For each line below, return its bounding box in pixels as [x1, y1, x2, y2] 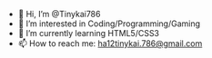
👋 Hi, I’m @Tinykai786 [17, 9, 101, 19]
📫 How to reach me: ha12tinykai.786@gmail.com [17, 38, 203, 49]
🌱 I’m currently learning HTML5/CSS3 [17, 28, 160, 38]
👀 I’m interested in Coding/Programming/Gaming [17, 18, 201, 29]
